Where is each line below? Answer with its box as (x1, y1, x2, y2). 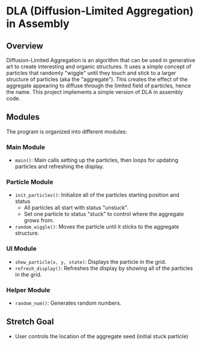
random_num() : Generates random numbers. (14, 299, 122, 306)
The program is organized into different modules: (6, 128, 128, 135)
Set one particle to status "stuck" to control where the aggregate (23, 211, 184, 218)
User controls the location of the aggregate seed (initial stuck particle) (14, 332, 189, 339)
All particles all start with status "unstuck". (23, 204, 129, 211)
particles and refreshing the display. (14, 163, 104, 170)
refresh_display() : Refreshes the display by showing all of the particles (14, 265, 193, 272)
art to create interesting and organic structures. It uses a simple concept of (6, 63, 192, 70)
